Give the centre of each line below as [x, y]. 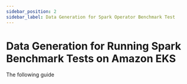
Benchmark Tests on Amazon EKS [91, 58]
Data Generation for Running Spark [94, 46]
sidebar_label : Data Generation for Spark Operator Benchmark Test [91, 17]
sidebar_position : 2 [32, 11]
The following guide [30, 75]
